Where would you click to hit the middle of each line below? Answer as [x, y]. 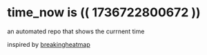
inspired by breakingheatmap [49, 44]
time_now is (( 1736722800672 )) [104, 13]
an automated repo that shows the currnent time [76, 31]
